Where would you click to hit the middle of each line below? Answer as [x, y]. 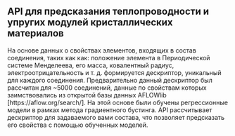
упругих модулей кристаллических [90, 23]
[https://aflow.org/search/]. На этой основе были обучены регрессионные [118, 102]
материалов [36, 33]
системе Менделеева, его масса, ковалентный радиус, [91, 65]
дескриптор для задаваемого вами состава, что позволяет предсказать [116, 117]
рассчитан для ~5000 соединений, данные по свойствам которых [107, 88]
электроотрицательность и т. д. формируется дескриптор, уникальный [114, 72]
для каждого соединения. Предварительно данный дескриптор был [110, 80]
